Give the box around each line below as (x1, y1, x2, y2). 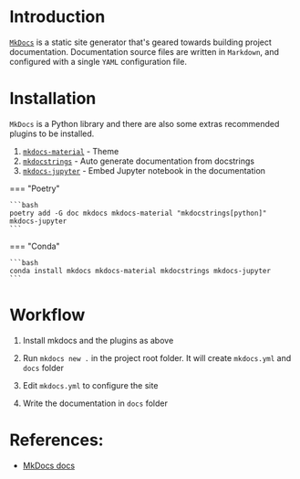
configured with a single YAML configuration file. (9, 56, 187, 67)
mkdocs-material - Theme (22, 145, 119, 156)
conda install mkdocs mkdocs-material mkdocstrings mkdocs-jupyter (9, 266, 272, 275)
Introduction (9, 6, 106, 27)
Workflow (9, 304, 86, 325)
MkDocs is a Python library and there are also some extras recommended (9, 118, 280, 129)
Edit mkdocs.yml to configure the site (22, 379, 159, 390)
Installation (9, 89, 97, 109)
